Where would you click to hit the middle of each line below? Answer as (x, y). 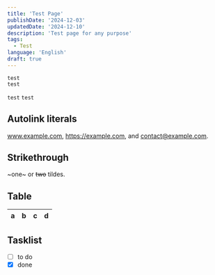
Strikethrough (38, 157)
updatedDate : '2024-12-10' (46, 26)
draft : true (24, 59)
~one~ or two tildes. (36, 174)
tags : (15, 40)
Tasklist (25, 240)
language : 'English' (37, 53)
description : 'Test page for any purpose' (70, 33)
